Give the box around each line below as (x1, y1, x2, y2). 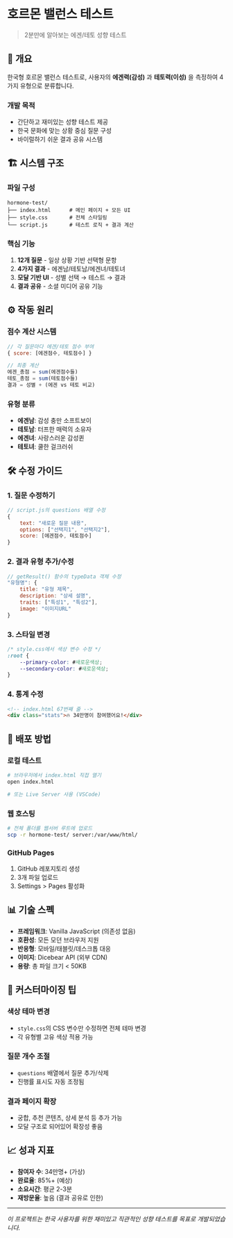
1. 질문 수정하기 (7, 490, 55, 500)
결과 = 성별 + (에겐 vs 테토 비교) (7, 382, 96, 389)
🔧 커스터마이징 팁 (7, 984, 76, 996)
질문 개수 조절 (7, 1052, 51, 1061)
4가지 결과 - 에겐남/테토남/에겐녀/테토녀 (17, 265, 126, 273)
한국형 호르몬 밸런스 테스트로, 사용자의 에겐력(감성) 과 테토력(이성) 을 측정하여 (7, 72, 218, 81)
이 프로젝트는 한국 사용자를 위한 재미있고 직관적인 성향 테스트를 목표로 (7, 1214, 196, 1223)
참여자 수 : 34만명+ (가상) (17, 1167, 85, 1175)
